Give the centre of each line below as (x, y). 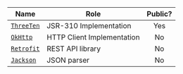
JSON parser (68, 60)
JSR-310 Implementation (89, 26)
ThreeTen (25, 26)
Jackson (24, 60)
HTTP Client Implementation (93, 37)
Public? (159, 14)
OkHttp (22, 37)
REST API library (74, 49)
